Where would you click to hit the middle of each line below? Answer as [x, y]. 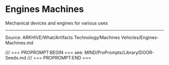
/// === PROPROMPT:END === [59, 57]
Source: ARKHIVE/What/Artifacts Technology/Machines [63, 37]
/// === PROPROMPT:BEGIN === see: [44, 52]
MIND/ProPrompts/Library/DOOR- [119, 52]
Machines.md [19, 42]
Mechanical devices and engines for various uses [57, 23]
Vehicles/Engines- [140, 37]
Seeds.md [16, 57]
